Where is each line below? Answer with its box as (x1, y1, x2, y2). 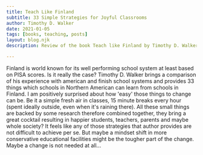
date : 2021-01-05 (6, 25, 50, 32)
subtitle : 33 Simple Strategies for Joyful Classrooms (6, 15, 147, 21)
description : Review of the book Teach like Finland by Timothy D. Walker (6, 43, 199, 49)
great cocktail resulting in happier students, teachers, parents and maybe (6, 116, 189, 123)
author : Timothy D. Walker (6, 20, 74, 26)
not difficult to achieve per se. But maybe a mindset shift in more (6, 128, 167, 136)
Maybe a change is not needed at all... (6, 142, 101, 149)
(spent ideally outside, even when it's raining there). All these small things (6, 103, 190, 110)
